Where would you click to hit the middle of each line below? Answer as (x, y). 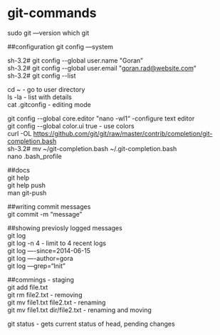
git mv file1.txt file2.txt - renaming (57, 302)
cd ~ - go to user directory (46, 89)
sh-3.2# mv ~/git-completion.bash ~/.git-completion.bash (92, 148)
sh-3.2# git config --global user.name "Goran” (75, 60)
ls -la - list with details (40, 97)
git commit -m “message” (45, 214)
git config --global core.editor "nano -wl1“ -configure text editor (101, 118)
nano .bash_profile (35, 156)
